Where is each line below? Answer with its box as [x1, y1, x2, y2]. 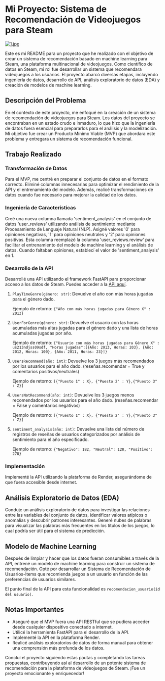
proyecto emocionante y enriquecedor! [5, 670, 85, 676]
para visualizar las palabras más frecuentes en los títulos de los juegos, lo [5, 523, 155, 529]
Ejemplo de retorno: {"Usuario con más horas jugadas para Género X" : [12, 340, 160, 346]
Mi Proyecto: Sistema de [5, 3, 107, 15]
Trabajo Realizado [5, 150, 62, 159]
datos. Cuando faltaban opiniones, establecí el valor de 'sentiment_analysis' [5, 247, 159, 253]
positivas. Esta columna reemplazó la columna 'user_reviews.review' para [5, 237, 155, 243]
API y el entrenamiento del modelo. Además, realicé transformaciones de [5, 187, 154, 193]
